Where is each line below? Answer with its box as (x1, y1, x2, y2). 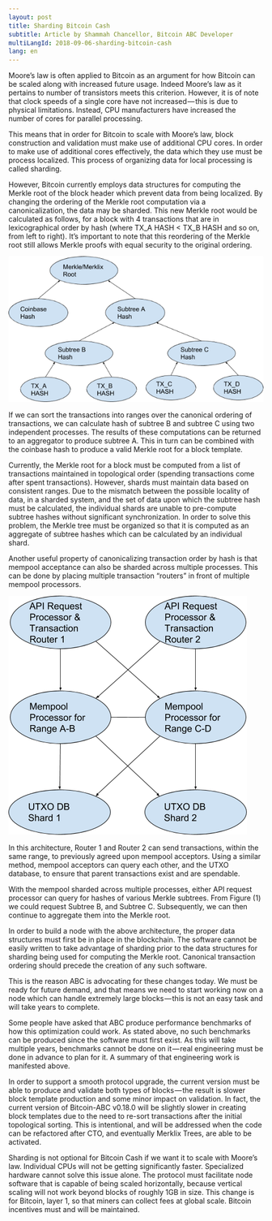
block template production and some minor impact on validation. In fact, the (8, 1094, 261, 1103)
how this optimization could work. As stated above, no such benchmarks (8, 1026, 251, 1036)
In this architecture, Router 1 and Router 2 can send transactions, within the (8, 843, 259, 852)
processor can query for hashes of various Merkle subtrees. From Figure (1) (8, 893, 261, 903)
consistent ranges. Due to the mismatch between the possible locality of (8, 485, 249, 495)
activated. (8, 1137, 42, 1146)
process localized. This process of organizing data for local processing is (8, 155, 253, 166)
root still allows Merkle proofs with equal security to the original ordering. (8, 240, 253, 250)
